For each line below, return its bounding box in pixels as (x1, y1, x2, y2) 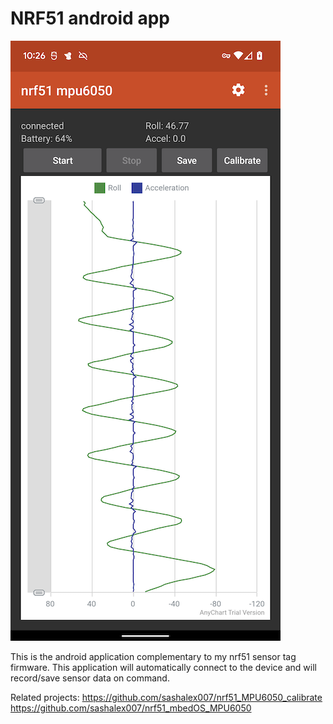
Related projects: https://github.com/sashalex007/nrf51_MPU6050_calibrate (10, 691, 323, 703)
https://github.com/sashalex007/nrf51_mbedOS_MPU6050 (10, 702, 252, 714)
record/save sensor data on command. (10, 672, 170, 684)
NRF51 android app (10, 7, 170, 30)
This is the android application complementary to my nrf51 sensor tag (10, 650, 297, 662)
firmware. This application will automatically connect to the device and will (10, 661, 317, 673)
